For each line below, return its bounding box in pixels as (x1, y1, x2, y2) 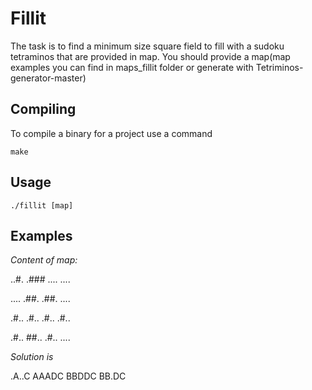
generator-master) (10, 72, 87, 84)
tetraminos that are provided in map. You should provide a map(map (10, 50, 291, 62)
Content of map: (10, 254, 78, 266)
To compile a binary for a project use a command (10, 127, 213, 139)
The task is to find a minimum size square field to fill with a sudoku (10, 40, 285, 52)
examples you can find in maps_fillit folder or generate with (10, 61, 254, 73)
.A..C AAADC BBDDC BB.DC (10, 370, 127, 382)
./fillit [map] (10, 200, 74, 211)
